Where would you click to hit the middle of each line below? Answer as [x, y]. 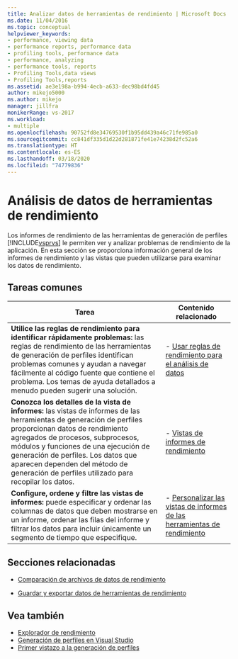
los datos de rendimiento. [44, 265]
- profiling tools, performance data [63, 54]
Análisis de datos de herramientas [110, 200]
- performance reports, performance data [69, 47]
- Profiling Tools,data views [52, 73]
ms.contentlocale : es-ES [44, 152]
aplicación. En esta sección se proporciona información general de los [110, 250]
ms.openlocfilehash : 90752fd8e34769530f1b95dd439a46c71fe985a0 [103, 133]
